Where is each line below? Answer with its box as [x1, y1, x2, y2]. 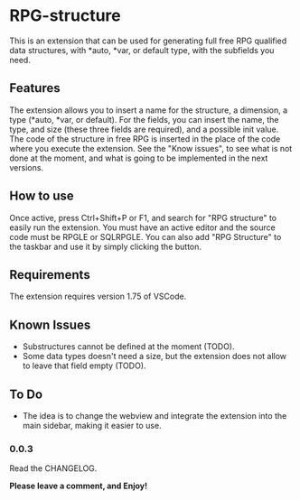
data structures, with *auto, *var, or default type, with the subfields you [9, 44, 275, 55]
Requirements [9, 267, 90, 282]
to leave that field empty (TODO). [22, 360, 146, 371]
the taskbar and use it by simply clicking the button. [9, 241, 202, 252]
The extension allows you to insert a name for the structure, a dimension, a [9, 105, 288, 116]
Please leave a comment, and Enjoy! [9, 480, 147, 492]
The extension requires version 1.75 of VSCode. [9, 291, 187, 302]
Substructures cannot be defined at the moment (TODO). [22, 341, 235, 352]
